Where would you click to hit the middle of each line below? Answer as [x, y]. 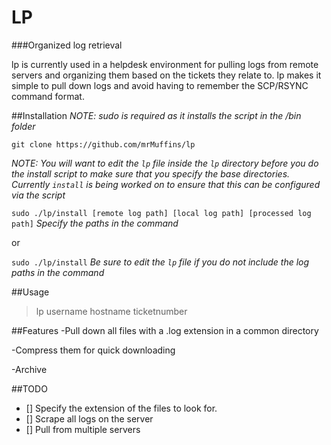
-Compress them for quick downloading [93, 350]
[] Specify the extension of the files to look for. [121, 408]
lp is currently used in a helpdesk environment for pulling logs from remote [165, 64]
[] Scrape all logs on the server [89, 418]
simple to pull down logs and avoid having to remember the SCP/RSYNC [160, 85]
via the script [38, 195]
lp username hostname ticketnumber [111, 311]
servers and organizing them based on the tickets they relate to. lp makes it [166, 75]
